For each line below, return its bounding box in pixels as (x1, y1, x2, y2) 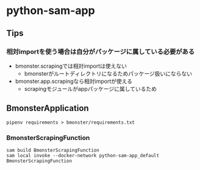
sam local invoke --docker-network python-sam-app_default (6, 152, 160, 158)
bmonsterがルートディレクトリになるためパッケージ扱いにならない (24, 69, 193, 77)
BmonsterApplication (6, 103, 90, 113)
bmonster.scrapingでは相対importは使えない (15, 62, 127, 69)
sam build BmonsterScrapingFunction (6, 147, 99, 153)
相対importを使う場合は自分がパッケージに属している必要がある (6, 47, 195, 55)
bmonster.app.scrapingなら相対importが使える (15, 77, 133, 85)
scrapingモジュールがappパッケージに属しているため (24, 85, 157, 92)
